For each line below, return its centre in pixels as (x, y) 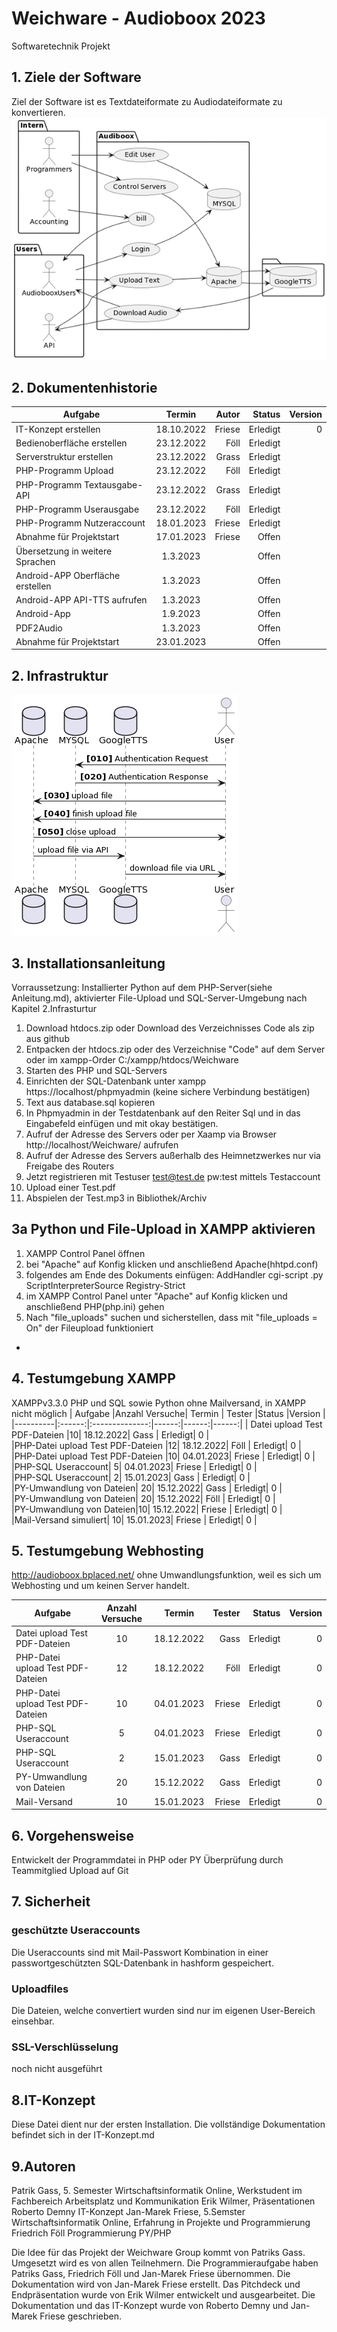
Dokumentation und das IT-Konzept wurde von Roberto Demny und (150, 2305)
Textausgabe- (114, 484)
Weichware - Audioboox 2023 (138, 18)
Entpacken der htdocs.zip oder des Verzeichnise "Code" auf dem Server (175, 1049)
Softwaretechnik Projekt (61, 46)
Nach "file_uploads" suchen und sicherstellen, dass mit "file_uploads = (171, 1317)
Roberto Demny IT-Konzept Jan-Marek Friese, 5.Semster (128, 2211)
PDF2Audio (39, 628)
